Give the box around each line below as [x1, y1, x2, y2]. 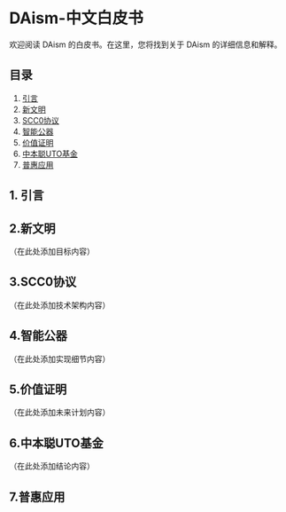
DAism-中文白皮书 [9, 8, 143, 28]
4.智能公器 [9, 328, 68, 343]
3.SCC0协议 [9, 274, 77, 289]
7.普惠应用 [9, 489, 66, 504]
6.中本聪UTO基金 [9, 436, 104, 451]
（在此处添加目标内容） [9, 246, 95, 256]
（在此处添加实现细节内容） [9, 353, 111, 364]
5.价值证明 [9, 382, 67, 397]
